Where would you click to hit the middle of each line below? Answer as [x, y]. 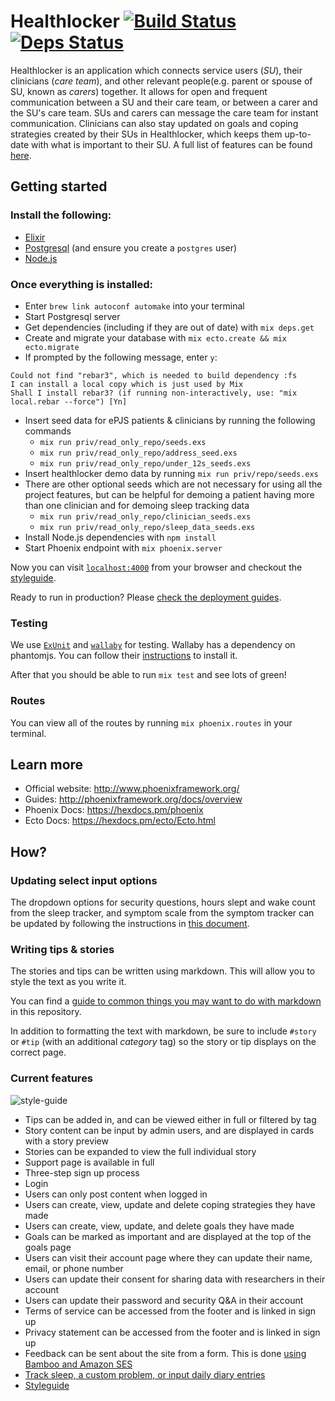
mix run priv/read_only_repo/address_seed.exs [138, 453]
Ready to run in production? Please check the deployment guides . [146, 597]
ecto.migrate [52, 347]
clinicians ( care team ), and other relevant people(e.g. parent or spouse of [161, 81]
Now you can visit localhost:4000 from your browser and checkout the [156, 567]
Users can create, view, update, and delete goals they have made [159, 1226]
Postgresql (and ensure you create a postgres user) [131, 247]
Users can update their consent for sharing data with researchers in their [175, 1279]
